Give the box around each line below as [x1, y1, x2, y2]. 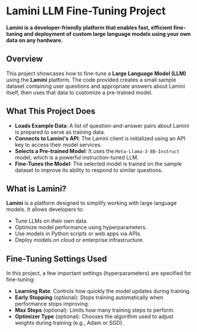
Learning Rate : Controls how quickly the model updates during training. [14, 288, 191, 295]
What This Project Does [6, 106, 96, 116]
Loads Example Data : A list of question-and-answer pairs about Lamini [14, 122, 189, 129]
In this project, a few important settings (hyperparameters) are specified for [6, 270, 192, 277]
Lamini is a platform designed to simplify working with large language [6, 199, 177, 207]
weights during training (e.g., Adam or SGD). [14, 319, 124, 327]
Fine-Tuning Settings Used [6, 254, 107, 264]
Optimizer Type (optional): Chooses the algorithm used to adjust [14, 313, 174, 320]
